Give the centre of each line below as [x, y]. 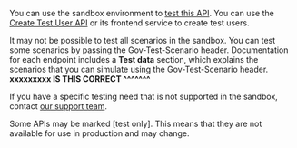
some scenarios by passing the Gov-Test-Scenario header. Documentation [149, 50]
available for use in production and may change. [99, 133]
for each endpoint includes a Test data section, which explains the [134, 59]
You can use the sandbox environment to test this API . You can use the [142, 13]
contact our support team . [58, 106]
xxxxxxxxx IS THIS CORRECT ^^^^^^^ [80, 79]
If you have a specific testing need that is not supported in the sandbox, [144, 96]
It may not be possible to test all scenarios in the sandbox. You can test [143, 40]
